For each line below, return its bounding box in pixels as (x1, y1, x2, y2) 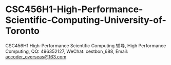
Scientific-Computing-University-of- (5, 14, 167, 26)
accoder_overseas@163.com (5, 53, 67, 59)
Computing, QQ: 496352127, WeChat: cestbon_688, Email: (5, 48, 128, 54)
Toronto (5, 25, 40, 37)
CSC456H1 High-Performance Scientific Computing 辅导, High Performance (5, 42, 166, 49)
